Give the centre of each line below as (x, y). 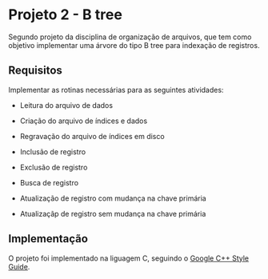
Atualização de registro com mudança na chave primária (113, 198)
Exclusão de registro (54, 167)
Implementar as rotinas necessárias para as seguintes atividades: (116, 90)
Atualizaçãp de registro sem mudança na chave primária (113, 213)
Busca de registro (49, 182)
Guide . (19, 266)
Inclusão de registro (53, 151)
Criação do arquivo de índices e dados (84, 121)
